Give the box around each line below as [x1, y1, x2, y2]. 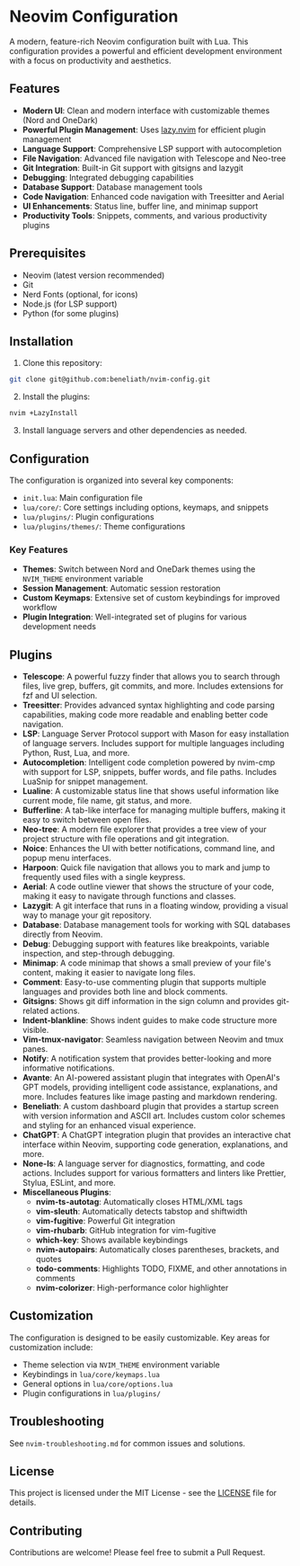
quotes [35, 1254, 62, 1265]
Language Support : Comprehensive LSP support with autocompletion [22, 143, 282, 154]
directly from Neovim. [22, 929, 103, 940]
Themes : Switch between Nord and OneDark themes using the [22, 564, 256, 574]
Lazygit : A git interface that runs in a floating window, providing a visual [22, 901, 289, 912]
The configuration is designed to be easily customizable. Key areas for [9, 1332, 270, 1343]
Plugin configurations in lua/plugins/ [22, 1387, 162, 1399]
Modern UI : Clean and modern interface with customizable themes [22, 105, 270, 116]
